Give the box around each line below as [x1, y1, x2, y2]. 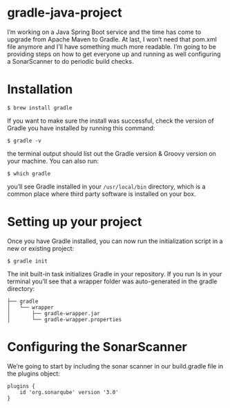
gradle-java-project [7, 5, 122, 21]
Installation [7, 82, 73, 98]
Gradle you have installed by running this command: [7, 123, 155, 132]
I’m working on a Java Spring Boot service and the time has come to [7, 28, 202, 36]
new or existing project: [7, 244, 75, 252]
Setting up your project [7, 214, 142, 230]
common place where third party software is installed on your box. [7, 189, 196, 198]
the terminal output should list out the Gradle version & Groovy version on [7, 149, 216, 157]
